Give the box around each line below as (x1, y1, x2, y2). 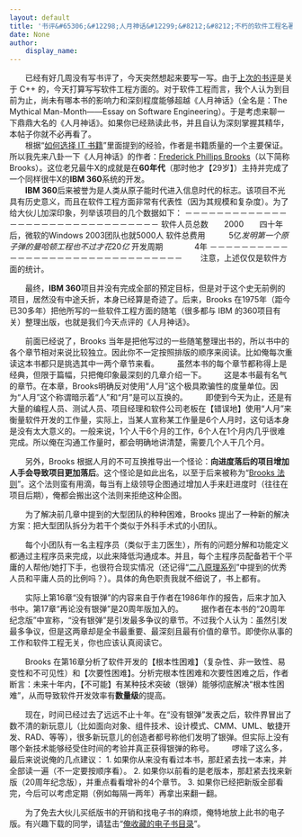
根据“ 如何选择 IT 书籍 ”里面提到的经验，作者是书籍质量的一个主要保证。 (24, 140, 289, 151)
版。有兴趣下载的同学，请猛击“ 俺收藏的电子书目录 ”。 (9, 818, 206, 829)
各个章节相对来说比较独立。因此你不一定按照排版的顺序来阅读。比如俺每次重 (9, 347, 293, 358)
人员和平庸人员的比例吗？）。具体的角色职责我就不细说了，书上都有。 (9, 573, 265, 584)
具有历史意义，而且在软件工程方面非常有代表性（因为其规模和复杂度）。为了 (9, 196, 289, 207)
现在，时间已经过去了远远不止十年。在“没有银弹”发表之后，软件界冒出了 (24, 709, 292, 720)
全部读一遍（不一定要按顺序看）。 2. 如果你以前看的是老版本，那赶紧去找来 (9, 766, 285, 777)
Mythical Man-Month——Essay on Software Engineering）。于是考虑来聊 (9, 106, 278, 117)
